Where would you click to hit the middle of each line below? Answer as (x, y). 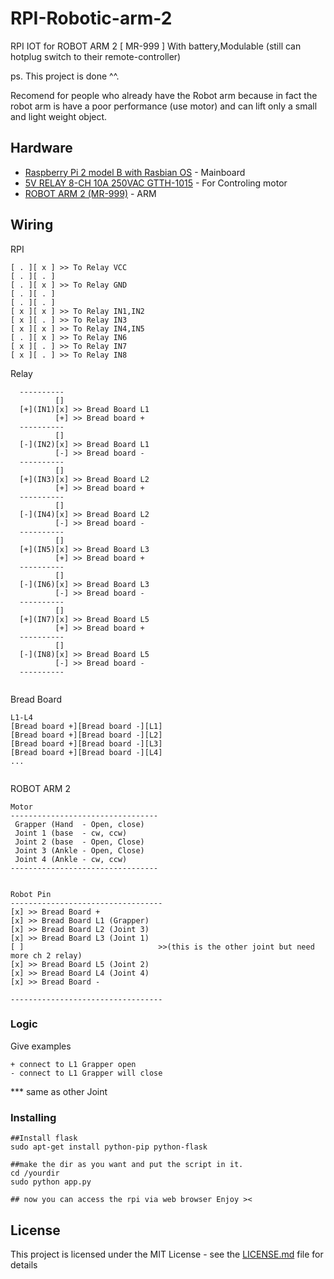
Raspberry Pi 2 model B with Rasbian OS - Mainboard (135, 172)
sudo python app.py (51, 1182)
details (24, 1264)
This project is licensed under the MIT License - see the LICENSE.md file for (167, 1254)
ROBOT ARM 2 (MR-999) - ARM (90, 193)
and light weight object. (59, 116)
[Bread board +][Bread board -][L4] (86, 752)
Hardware (41, 148)
